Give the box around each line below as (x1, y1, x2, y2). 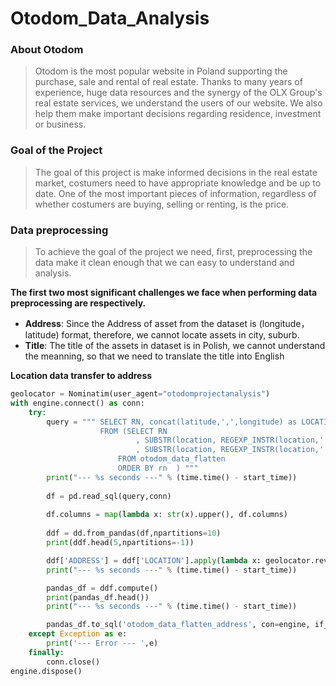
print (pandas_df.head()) (46, 592, 150, 602)
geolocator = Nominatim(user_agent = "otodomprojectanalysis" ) (10, 389, 271, 399)
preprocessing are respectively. (10, 297, 147, 309)
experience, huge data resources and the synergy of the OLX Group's (34, 87, 323, 99)
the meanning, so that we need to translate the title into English (24, 350, 285, 362)
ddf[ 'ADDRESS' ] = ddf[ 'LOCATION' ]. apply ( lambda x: (46, 555, 262, 566)
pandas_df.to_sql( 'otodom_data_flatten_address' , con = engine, (46, 620, 311, 630)
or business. (34, 118, 87, 131)
